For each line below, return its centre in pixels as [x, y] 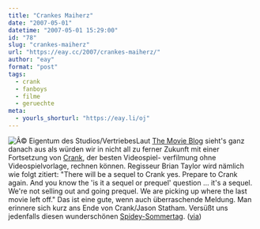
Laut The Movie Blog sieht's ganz [190, 141]
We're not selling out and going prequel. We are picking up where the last [128, 191]
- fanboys [31, 89]
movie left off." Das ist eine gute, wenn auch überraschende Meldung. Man [130, 199]
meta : [17, 111]
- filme [28, 96]
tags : [17, 74]
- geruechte [35, 103]
